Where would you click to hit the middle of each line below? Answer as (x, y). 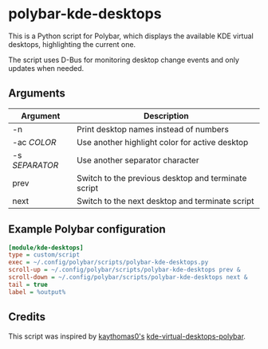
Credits (27, 317)
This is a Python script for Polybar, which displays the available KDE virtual (131, 36)
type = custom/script (44, 255)
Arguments (37, 94)
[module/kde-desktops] (46, 248)
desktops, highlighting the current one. (72, 44)
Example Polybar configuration (87, 229)
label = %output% (37, 292)
